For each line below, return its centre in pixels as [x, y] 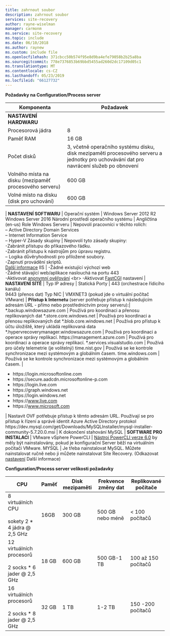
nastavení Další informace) [33, 459]
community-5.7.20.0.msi [30, 432]
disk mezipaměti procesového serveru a [115, 153]
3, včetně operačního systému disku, [111, 147]
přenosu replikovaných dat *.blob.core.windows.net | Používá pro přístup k [83, 321]
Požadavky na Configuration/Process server [53, 95]
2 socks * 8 [22, 613]
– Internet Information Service [36, 235]
